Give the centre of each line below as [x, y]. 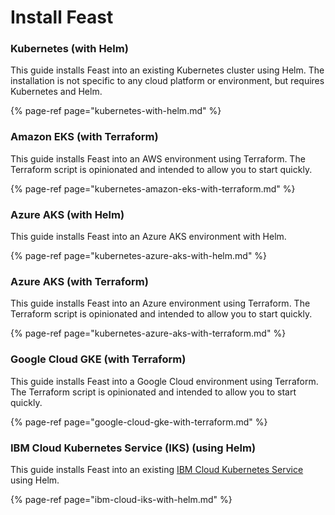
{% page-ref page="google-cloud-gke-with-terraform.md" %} [139, 422]
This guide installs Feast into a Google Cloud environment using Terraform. [164, 381]
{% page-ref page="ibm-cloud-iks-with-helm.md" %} [121, 499]
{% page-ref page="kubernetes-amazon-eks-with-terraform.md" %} [153, 188]
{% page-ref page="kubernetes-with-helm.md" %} [116, 111]
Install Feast [62, 17]
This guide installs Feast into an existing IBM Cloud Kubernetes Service [157, 469]
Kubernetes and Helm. [56, 92]
